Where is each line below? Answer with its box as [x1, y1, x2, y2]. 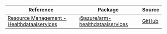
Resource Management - [7, 15, 67, 21]
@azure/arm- [79, 15, 112, 21]
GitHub [142, 18, 159, 24]
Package [97, 6, 119, 13]
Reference [28, 6, 54, 13]
